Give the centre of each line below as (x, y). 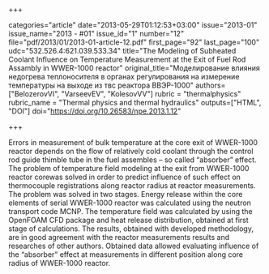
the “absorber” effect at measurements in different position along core (126, 255)
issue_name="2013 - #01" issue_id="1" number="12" (96, 34)
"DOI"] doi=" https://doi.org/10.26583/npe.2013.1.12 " (95, 111)
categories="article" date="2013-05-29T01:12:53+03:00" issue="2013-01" (133, 25)
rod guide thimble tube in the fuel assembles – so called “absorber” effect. (132, 160)
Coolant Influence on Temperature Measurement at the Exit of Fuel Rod (127, 59)
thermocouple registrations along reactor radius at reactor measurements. (132, 186)
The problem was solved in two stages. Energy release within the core (126, 194)
